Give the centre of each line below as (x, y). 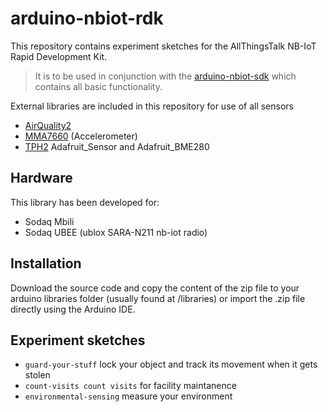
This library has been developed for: (85, 202)
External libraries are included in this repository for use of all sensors (152, 106)
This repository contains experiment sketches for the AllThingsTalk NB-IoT (163, 46)
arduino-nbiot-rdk (87, 18)
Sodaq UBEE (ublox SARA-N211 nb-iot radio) (116, 232)
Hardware (41, 178)
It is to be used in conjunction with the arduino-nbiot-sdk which (165, 76)
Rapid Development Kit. (59, 56)
